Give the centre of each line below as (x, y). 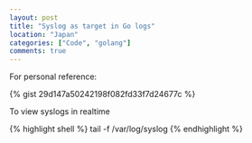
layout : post (34, 18)
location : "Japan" (44, 34)
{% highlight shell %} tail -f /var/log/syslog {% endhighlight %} (126, 129)
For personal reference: (53, 76)
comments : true (38, 51)
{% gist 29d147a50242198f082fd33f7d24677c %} (103, 94)
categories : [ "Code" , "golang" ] (70, 43)
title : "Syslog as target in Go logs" (82, 26)
